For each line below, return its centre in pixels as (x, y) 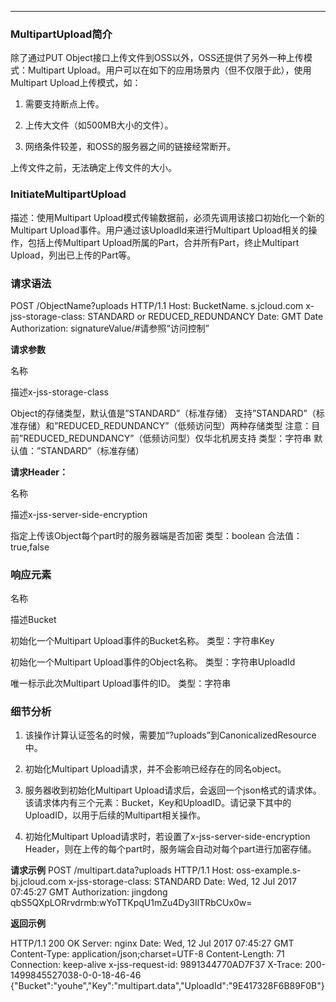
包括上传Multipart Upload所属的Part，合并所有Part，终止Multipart (163, 242)
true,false (30, 547)
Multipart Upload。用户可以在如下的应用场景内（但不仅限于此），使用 (169, 70)
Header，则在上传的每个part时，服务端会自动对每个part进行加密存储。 (170, 849)
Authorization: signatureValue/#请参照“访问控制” (110, 328)
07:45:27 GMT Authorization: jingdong (89, 892)
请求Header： (39, 472)
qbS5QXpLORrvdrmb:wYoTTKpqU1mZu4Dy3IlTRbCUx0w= (131, 903)
